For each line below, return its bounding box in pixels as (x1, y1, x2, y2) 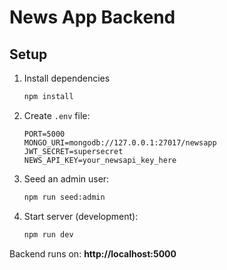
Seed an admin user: (23, 172, 110, 185)
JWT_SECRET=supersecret (23, 146, 124, 156)
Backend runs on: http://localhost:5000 (9, 247, 177, 260)
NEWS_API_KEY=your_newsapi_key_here (23, 155, 177, 165)
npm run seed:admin (23, 192, 106, 202)
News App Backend (9, 6, 176, 29)
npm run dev (23, 229, 74, 240)
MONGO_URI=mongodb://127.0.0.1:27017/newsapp (23, 137, 217, 148)
